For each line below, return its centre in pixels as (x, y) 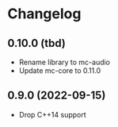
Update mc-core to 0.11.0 (59, 71)
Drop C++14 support (52, 114)
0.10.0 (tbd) (37, 43)
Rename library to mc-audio (65, 62)
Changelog (44, 14)
